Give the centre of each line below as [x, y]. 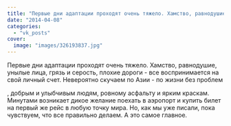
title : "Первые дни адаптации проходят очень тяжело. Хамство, [100, 13]
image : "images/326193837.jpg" [58, 45]
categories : [24, 26]
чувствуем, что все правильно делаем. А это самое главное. [97, 115]
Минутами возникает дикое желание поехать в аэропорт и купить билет [114, 100]
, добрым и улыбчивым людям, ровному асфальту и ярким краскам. [108, 93]
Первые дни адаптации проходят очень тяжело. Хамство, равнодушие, [112, 65]
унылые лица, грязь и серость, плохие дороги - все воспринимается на [113, 72]
